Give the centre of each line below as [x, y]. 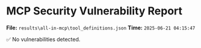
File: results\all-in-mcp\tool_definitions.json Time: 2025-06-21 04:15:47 [101, 28]
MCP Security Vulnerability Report [94, 11]
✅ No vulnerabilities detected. [43, 39]
